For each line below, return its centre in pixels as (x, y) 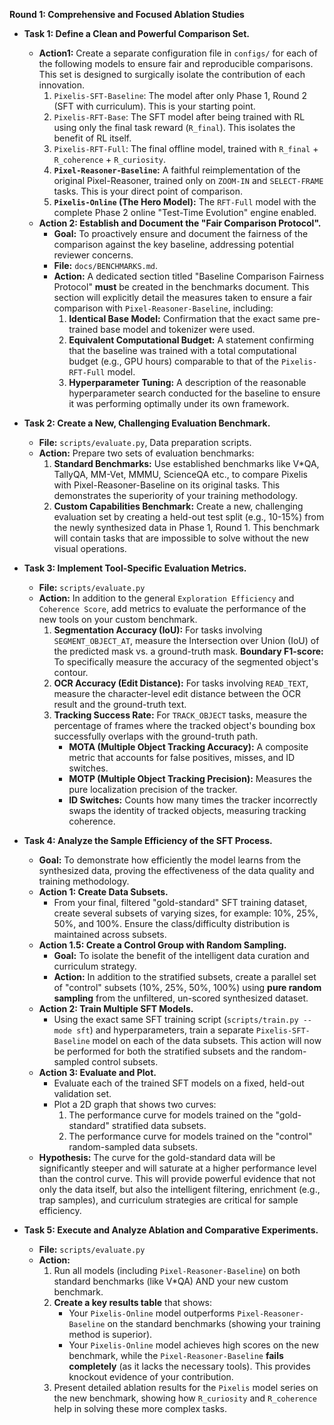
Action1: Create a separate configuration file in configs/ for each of (178, 53)
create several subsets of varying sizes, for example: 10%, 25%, (186, 913)
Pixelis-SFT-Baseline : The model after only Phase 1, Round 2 (180, 95)
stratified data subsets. (159, 1125)
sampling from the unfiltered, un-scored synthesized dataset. (181, 998)
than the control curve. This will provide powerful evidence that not (177, 1178)
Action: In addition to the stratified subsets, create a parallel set (185, 977)
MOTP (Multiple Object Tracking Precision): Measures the (190, 778)
